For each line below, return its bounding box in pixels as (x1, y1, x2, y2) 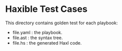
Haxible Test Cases (5, 3, 88, 15)
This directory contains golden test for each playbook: (5, 20, 118, 26)
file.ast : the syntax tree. (12, 35, 63, 41)
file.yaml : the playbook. (12, 29, 63, 35)
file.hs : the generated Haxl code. (12, 40, 82, 46)
